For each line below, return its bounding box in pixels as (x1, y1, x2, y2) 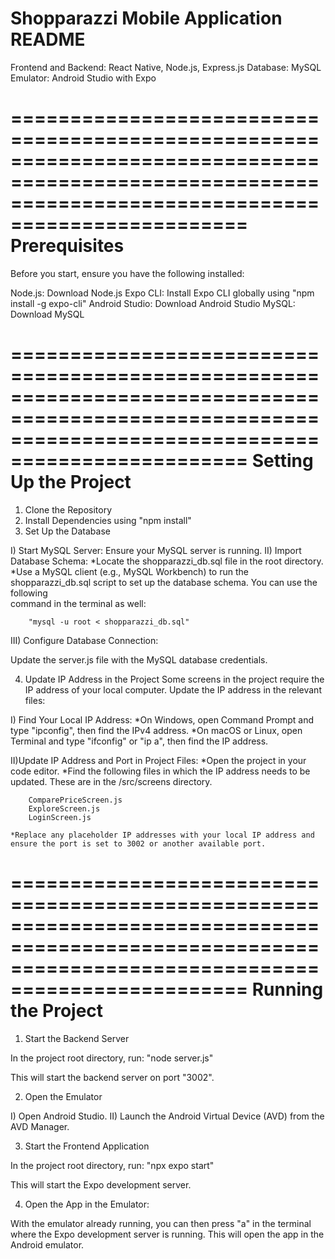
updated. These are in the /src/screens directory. (10, 775, 213, 787)
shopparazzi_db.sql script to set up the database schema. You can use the (10, 576, 318, 588)
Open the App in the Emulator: (24, 1198, 150, 1210)
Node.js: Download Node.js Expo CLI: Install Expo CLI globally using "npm (10, 287, 315, 299)
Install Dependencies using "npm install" (24, 514, 192, 526)
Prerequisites (10, 235, 125, 257)
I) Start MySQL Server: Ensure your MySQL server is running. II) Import (10, 544, 302, 556)
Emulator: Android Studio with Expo (10, 72, 157, 84)
